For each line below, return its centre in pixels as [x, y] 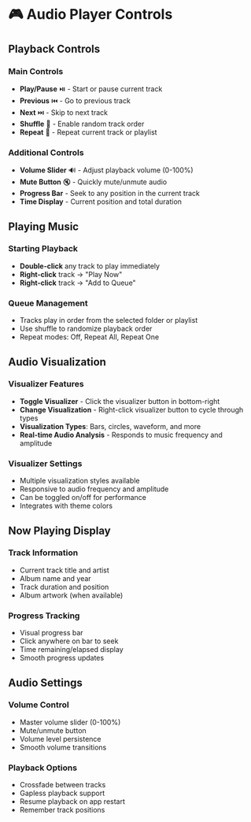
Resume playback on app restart [72, 802]
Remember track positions [62, 810]
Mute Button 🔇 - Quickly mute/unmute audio [93, 182]
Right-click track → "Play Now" [71, 274]
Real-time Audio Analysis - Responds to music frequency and [121, 435]
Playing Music [44, 226]
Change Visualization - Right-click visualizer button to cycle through [131, 409]
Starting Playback [43, 249]
